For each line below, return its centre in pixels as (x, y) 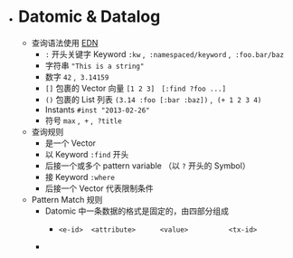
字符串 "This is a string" (95, 65)
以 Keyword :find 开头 (87, 154)
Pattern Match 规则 (67, 199)
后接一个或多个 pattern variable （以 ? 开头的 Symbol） (147, 166)
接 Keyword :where (80, 177)
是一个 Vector (71, 143)
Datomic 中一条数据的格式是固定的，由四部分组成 (137, 211)
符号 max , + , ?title (83, 120)
